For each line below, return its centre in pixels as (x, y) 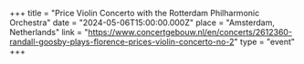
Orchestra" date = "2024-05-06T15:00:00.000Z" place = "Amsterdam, (142, 23)
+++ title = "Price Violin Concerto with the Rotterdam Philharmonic (135, 13)
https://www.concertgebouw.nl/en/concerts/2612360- (190, 32)
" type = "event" (264, 41)
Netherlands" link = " (49, 32)
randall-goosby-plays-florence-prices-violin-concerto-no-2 (122, 41)
